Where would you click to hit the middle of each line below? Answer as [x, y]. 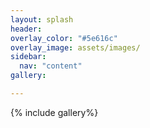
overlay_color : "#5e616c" [64, 38]
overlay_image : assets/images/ [75, 47]
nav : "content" [51, 66]
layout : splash [42, 19]
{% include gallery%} [54, 112]
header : [26, 29]
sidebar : [28, 57]
